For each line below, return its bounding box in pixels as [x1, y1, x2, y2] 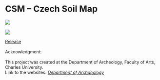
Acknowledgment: [5, 48, 42, 54]
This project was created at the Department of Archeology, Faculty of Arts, [5, 59, 156, 65]
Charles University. [5, 64, 43, 70]
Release [5, 38, 21, 44]
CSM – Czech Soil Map [5, 3, 98, 15]
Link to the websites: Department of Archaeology [5, 69, 104, 75]
